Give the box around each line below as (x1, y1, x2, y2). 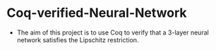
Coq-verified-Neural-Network (6, 5, 188, 21)
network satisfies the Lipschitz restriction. (16, 35, 139, 44)
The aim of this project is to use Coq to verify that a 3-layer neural (16, 28, 209, 37)
